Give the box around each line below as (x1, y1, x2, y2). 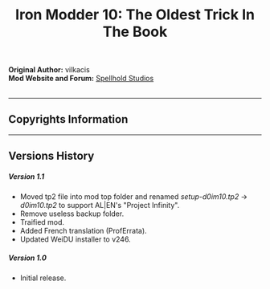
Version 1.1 (8, 171, 45, 181)
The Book (102, 22, 168, 41)
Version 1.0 (8, 253, 47, 263)
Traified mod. (19, 218, 65, 227)
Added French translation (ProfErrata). (19, 226, 147, 236)
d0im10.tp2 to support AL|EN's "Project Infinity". (19, 201, 180, 210)
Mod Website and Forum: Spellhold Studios (8, 73, 154, 83)
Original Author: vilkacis (8, 64, 90, 74)
